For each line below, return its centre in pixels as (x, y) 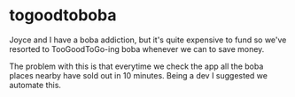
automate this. (35, 85)
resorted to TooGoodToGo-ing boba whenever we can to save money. (137, 48)
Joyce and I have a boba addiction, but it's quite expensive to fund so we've (148, 40)
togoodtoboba (63, 15)
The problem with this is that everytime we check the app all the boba (136, 66)
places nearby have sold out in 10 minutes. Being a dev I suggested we (139, 75)
